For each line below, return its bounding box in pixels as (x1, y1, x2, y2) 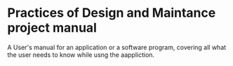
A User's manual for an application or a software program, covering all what (7, 43, 227, 51)
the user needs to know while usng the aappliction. (7, 51, 155, 59)
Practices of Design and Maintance (7, 5, 216, 21)
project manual (7, 20, 97, 36)
